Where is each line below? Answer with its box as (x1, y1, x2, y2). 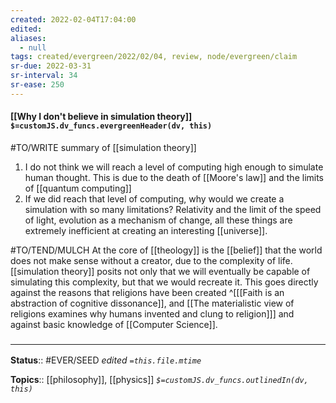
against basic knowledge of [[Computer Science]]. (10, 318, 218, 330)
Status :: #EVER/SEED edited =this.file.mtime (10, 354, 202, 366)
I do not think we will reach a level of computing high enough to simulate (24, 161, 324, 173)
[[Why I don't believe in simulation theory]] (10, 111, 193, 123)
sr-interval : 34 (10, 71, 78, 81)
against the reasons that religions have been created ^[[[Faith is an (10, 286, 285, 298)
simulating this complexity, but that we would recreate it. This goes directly (10, 276, 319, 288)
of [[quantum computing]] (24, 182, 132, 194)
